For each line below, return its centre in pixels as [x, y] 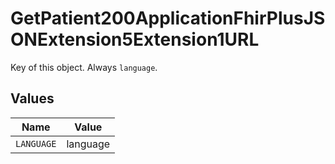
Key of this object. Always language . [84, 67]
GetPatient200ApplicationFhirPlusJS [168, 18]
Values [32, 98]
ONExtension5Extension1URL [135, 39]
